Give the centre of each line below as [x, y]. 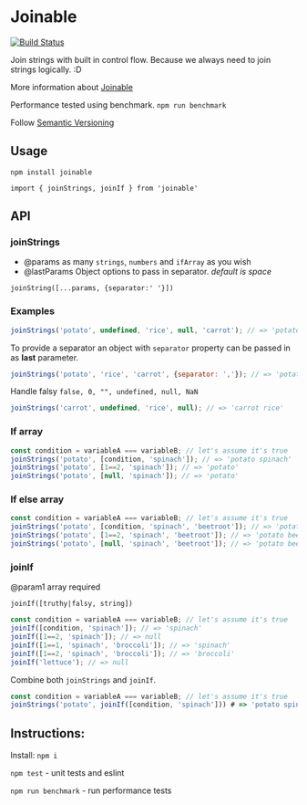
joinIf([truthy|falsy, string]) [72, 604]
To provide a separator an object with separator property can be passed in [150, 348]
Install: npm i [34, 756]
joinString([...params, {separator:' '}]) [92, 288]
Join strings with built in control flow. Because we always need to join [141, 59]
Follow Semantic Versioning [62, 122]
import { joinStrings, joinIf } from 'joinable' [104, 188]
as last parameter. [45, 357]
